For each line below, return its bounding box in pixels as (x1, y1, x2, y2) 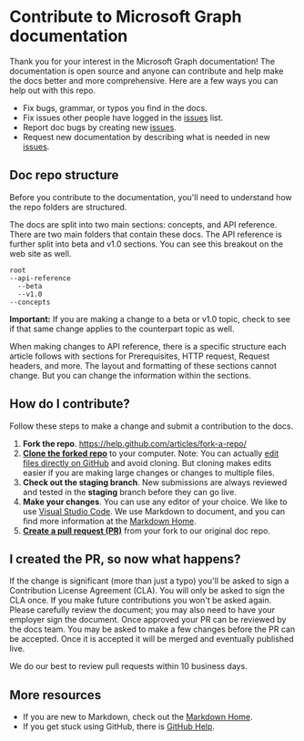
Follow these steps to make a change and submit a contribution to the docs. (9, 421, 294, 431)
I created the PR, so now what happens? (9, 551, 241, 566)
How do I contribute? (9, 396, 130, 411)
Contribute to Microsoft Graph (9, 6, 243, 27)
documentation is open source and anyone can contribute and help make (9, 66, 284, 76)
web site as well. (9, 248, 72, 259)
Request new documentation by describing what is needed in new (22, 131, 270, 142)
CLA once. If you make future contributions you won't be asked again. (9, 594, 272, 606)
